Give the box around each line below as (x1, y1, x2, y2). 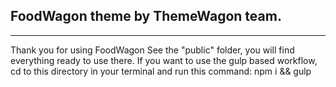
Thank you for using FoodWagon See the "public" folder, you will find (10, 44, 295, 56)
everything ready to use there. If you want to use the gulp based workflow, (10, 54, 318, 66)
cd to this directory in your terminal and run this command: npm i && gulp (10, 65, 312, 77)
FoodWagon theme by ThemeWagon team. (10, 8, 282, 25)
